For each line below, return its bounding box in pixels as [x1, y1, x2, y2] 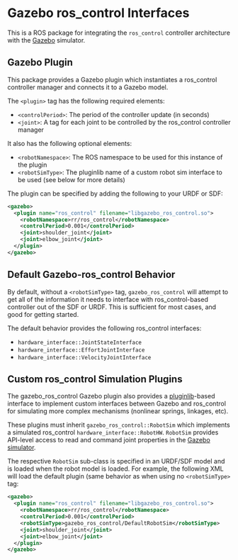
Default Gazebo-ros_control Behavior [7, 269, 176, 281]
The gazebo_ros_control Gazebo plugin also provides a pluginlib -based [7, 392, 215, 401]
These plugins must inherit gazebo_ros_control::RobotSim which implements [7, 420, 230, 430]
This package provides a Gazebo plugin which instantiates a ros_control [7, 75, 217, 84]
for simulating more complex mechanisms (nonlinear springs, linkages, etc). [7, 407, 229, 415]
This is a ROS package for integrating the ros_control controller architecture [7, 28, 230, 37]
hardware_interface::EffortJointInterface [17, 346, 145, 354]
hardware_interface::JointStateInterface [17, 339, 142, 346]
